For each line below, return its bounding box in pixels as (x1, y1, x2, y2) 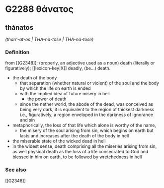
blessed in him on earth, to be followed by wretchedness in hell (12, 154, 142, 160)
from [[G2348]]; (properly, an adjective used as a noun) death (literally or (5, 60, 155, 66)
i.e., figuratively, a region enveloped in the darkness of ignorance (19, 112, 153, 118)
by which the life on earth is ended (19, 85, 91, 91)
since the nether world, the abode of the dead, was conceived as (19, 101, 153, 107)
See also (5, 166, 26, 173)
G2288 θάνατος (5, 3, 74, 15)
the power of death (27, 96, 67, 102)
